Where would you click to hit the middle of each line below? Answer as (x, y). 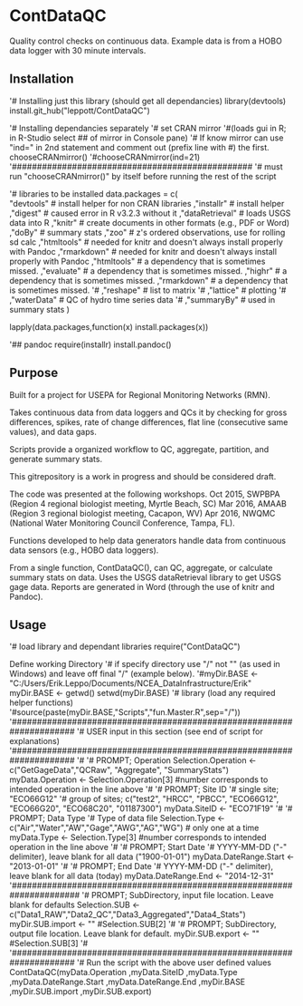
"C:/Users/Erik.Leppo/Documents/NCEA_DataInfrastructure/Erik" (131, 683)
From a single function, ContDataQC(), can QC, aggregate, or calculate (141, 567)
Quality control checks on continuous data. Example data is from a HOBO (146, 41)
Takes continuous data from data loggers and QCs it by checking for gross (148, 412)
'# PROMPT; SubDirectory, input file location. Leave (178, 895)
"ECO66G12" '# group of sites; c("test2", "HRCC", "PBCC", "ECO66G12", (144, 799)
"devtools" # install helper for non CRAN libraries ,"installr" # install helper (147, 203)
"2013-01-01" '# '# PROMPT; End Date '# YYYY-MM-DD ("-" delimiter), (142, 866)
